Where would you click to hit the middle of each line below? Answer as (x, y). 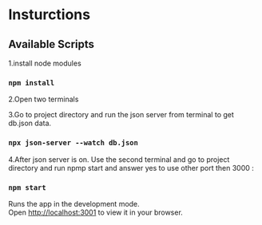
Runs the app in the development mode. (74, 203)
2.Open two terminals (44, 99)
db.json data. (30, 123)
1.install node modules (45, 63)
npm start (27, 187)
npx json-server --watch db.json (73, 143)
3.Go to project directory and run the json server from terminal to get (121, 115)
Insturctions (49, 15)
